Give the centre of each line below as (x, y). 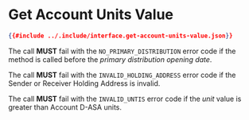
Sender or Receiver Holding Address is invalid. (84, 83)
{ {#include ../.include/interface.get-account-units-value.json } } (121, 36)
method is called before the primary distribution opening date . (110, 59)
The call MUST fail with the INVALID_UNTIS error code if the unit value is (125, 99)
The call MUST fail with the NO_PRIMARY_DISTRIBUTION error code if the (122, 51)
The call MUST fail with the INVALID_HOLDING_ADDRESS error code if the (122, 75)
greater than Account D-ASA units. (65, 107)
